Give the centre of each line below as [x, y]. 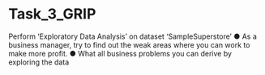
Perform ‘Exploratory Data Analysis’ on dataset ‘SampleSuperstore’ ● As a [133, 36]
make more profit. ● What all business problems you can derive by [120, 53]
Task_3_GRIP [52, 14]
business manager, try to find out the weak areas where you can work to [129, 44]
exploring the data [39, 62]
